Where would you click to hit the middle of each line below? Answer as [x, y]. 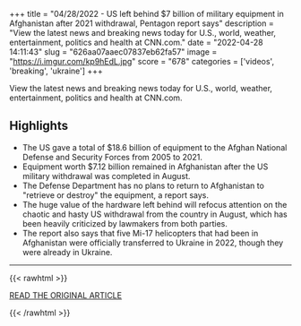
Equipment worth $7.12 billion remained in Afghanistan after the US [145, 167]
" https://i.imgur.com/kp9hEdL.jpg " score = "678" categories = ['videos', [142, 61]
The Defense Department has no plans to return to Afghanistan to [143, 185]
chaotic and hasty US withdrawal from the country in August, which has [155, 214]
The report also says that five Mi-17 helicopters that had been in [140, 233]
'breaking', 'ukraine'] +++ [56, 71]
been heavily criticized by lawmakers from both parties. [125, 223]
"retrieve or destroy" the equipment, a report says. [115, 195]
